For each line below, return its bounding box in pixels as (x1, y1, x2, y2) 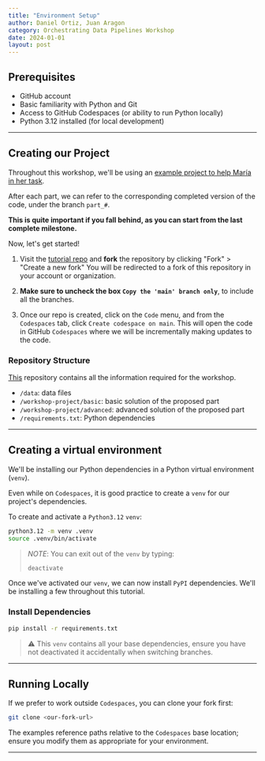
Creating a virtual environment (8, 443, 162, 457)
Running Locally (8, 677, 89, 691)
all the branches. (19, 294, 75, 304)
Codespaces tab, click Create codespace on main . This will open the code (19, 318, 253, 328)
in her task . (8, 175, 45, 186)
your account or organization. (19, 270, 116, 281)
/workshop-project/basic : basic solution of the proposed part (19, 397, 219, 406)
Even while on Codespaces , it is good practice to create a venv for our (8, 488, 230, 498)
